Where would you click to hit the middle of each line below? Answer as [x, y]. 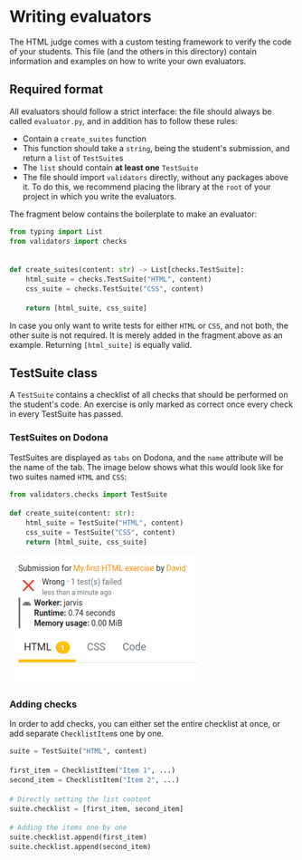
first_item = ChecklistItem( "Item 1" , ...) [93, 771]
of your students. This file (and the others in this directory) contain [133, 51]
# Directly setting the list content [80, 799]
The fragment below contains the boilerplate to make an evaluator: [133, 214]
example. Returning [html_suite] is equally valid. [101, 344]
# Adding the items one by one [68, 828]
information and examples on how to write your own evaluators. [128, 61]
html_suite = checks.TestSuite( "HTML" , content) [119, 280]
